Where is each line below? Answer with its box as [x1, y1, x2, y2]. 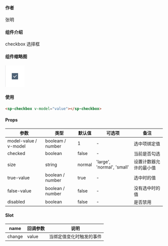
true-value [7, 174, 30, 180]
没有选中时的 [133, 185, 160, 191]
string [45, 161, 57, 167]
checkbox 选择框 [5, 41, 40, 47]
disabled [7, 199, 25, 205]
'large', [96, 159, 111, 165]
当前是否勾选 [133, 150, 160, 156]
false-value [7, 188, 31, 194]
